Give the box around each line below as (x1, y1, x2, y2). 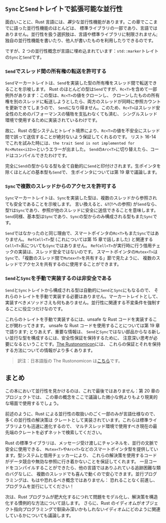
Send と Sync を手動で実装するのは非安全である (5, 275, 112, 282)
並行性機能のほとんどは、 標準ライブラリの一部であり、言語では (26, 25, 158, 31)
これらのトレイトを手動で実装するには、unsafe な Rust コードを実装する (5, 316, 153, 322)
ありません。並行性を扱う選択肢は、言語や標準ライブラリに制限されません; (5, 31, 158, 37)
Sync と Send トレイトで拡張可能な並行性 (5, 4, 123, 13)
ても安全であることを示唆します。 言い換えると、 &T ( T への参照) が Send (5, 201, 147, 207)
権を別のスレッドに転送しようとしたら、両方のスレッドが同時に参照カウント (5, 99, 161, 105)
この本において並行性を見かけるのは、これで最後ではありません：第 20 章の (5, 388, 160, 394)
